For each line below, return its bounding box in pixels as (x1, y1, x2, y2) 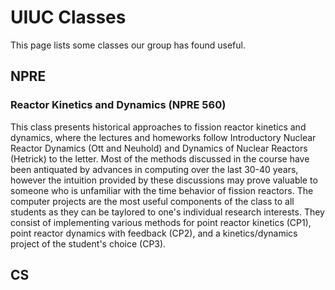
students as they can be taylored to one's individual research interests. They (10, 206, 325, 218)
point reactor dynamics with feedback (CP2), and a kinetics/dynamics (10, 227, 298, 239)
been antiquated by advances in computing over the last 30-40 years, (10, 163, 299, 175)
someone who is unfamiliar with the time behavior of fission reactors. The (10, 184, 314, 196)
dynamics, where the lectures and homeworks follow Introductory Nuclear (10, 131, 317, 143)
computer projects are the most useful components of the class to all (10, 195, 295, 207)
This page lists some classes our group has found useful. (10, 39, 246, 51)
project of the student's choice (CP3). (10, 237, 167, 250)
